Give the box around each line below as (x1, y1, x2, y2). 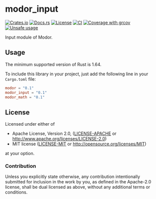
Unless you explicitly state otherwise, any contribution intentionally (5, 174, 140, 179)
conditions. (5, 189, 28, 195)
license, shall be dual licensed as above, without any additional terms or (5, 184, 151, 190)
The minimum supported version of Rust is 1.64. (5, 61, 102, 67)
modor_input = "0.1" (5, 90, 48, 95)
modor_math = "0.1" (5, 94, 45, 100)
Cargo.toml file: (5, 76, 36, 82)
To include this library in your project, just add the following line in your (5, 71, 149, 77)
